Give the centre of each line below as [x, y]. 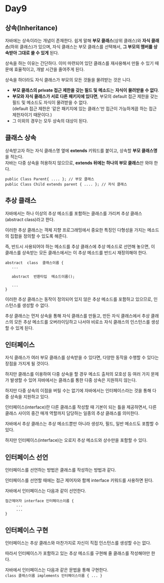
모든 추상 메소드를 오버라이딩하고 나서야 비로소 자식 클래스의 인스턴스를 [82, 322]
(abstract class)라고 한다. [30, 219]
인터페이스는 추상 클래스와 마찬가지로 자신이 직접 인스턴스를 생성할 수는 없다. [78, 543]
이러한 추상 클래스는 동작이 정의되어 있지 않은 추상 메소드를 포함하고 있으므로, [79, 299]
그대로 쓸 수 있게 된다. [38, 53]
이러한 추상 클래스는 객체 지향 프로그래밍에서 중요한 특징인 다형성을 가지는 [76, 230]
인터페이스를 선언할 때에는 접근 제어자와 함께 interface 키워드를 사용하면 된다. [79, 481]
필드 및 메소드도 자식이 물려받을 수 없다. [50, 102]
